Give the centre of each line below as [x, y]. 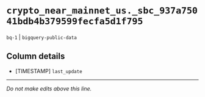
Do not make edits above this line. [49, 88]
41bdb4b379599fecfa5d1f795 [75, 22]
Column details [36, 56]
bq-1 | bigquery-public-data [42, 37]
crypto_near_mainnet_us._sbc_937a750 [102, 11]
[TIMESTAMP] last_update [49, 71]
